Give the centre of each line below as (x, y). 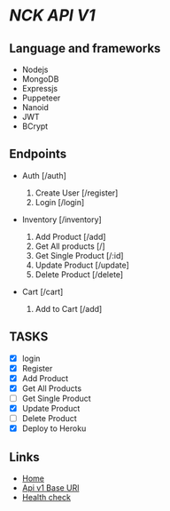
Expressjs (40, 88)
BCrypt (35, 126)
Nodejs (35, 69)
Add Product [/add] (70, 236)
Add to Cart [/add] (69, 308)
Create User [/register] (77, 193)
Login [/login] (60, 202)
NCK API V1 (52, 16)
